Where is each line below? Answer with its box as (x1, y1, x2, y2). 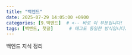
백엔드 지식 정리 (6, 42, 43, 50)
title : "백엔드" (6, 8, 43, 15)
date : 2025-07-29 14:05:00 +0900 (6, 14, 89, 20)
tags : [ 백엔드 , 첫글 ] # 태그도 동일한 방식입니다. (6, 25, 128, 32)
